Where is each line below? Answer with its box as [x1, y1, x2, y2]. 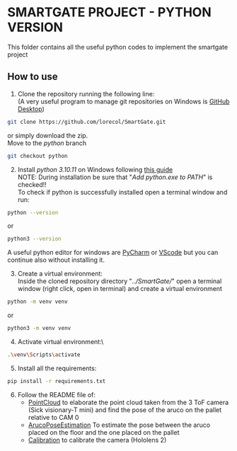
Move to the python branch [7, 139, 87, 147]
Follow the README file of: [17, 390, 96, 399]
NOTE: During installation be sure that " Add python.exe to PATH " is [17, 173, 213, 181]
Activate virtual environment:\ [17, 338, 104, 346]
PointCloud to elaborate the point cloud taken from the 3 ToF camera [28, 398, 229, 406]
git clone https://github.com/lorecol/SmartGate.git [7, 118, 166, 125]
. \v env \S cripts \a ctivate [7, 351, 81, 358]
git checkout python [7, 152, 69, 159]
